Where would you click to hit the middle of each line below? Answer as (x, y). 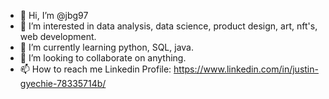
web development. (58, 36)
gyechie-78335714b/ (63, 83)
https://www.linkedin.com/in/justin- (246, 69)
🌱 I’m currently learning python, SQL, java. (107, 47)
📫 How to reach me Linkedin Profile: (95, 69)
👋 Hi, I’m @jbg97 (54, 15)
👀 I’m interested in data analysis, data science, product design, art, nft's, (168, 26)
